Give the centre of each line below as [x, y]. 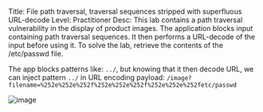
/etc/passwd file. [36, 54]
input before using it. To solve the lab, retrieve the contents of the [116, 45]
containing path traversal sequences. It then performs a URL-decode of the [132, 37]
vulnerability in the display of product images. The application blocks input [131, 28]
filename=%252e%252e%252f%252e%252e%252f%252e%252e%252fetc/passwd [123, 85]
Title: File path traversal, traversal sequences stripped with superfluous [125, 12]
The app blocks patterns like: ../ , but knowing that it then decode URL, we [131, 69]
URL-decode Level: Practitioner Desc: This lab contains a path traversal [126, 20]
